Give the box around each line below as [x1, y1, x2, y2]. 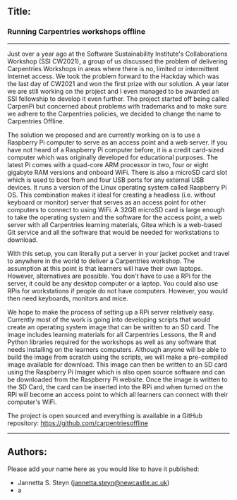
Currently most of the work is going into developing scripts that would [7, 315, 210, 324]
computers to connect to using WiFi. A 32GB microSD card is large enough [7, 205, 225, 214]
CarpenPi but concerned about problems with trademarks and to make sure [7, 102, 227, 110]
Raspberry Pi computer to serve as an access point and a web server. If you [7, 138, 228, 147]
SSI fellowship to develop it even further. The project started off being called [7, 94, 229, 103]
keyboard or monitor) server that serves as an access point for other [7, 197, 207, 207]
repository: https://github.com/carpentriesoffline [7, 419, 148, 427]
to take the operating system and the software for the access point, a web [7, 213, 222, 221]
